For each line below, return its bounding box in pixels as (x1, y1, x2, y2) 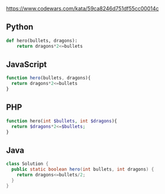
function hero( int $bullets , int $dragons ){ (6, 118, 117, 124)
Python (6, 22, 34, 32)
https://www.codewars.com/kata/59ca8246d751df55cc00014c (6, 5, 159, 12)
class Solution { (6, 161, 49, 167)
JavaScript (6, 59, 47, 70)
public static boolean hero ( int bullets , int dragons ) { (11, 166, 154, 173)
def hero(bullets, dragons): (6, 38, 78, 44)
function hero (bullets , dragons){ (6, 75, 91, 81)
